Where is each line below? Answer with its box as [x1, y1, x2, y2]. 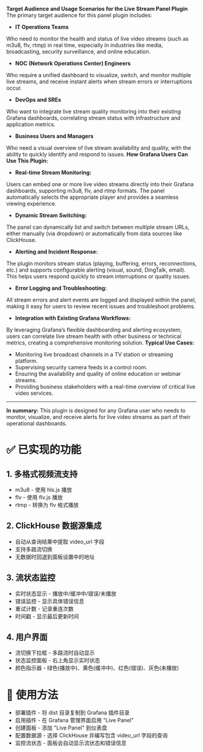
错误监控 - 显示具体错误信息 [14, 597, 85, 605]
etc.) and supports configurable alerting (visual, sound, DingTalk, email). [6, 266, 186, 274]
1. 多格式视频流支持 [6, 469, 78, 479]
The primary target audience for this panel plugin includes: [6, 12, 152, 19]
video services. [14, 389, 54, 397]
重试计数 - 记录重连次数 [14, 605, 74, 612]
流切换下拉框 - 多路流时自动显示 [14, 649, 95, 657]
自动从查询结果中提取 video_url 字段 [14, 538, 105, 545]
